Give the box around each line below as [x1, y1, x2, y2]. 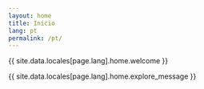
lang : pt [8, 26, 38, 34]
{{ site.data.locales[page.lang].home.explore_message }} [8, 71, 197, 81]
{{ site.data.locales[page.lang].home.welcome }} [8, 56, 169, 66]
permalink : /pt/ [8, 34, 62, 42]
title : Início [8, 19, 56, 27]
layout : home [8, 11, 52, 20]
